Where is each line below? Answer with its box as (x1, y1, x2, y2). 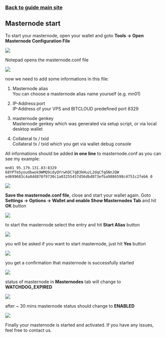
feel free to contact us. (5, 327, 52, 333)
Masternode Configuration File (5, 38, 70, 44)
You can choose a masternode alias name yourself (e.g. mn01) (12, 91, 141, 97)
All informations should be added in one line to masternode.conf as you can (5, 150, 162, 156)
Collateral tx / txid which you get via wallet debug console (12, 141, 132, 147)
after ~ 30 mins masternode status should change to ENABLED (5, 303, 135, 309)
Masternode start (5, 19, 61, 28)
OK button (5, 203, 26, 209)
